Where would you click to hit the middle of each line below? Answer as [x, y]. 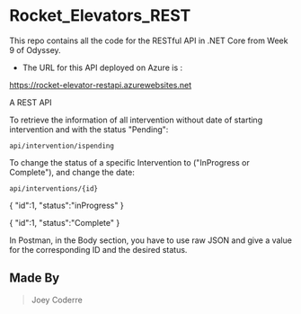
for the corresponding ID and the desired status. [98, 249]
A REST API [31, 102]
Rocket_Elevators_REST [100, 16]
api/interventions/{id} [54, 188]
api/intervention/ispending [62, 146]
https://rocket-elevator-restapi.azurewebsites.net [101, 85]
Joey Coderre [57, 300]
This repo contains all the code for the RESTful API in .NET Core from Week [149, 40]
